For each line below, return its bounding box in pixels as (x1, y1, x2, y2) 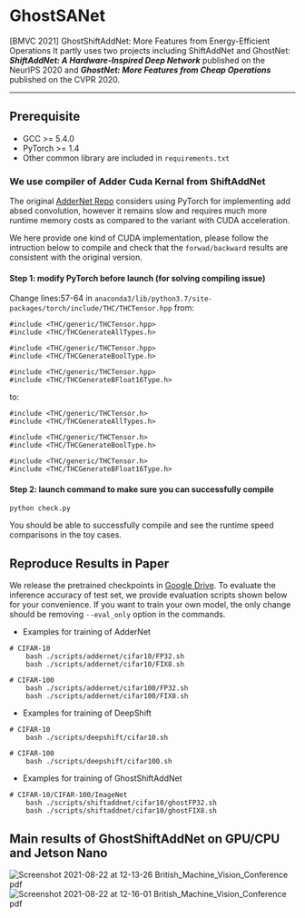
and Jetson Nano (9, 845, 108, 861)
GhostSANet (9, 5, 106, 26)
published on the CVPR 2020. (9, 74, 121, 84)
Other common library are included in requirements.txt (22, 152, 230, 163)
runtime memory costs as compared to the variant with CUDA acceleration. (9, 215, 290, 226)
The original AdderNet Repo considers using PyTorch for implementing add (9, 196, 290, 207)
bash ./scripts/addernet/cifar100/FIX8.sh (25, 692, 189, 701)
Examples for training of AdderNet (22, 627, 152, 637)
